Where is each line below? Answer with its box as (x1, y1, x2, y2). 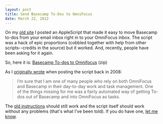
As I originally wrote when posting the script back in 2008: (5, 69, 123, 75)
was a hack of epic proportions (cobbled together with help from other (5, 40, 147, 46)
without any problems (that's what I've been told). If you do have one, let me (5, 108, 158, 114)
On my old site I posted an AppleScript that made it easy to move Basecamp (5, 30, 158, 35)
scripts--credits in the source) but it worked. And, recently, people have (5, 45, 149, 51)
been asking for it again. (5, 50, 54, 56)
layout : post (5, 7, 32, 12)
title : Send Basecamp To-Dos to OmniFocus (5, 12, 92, 17)
